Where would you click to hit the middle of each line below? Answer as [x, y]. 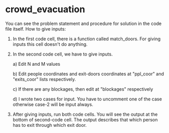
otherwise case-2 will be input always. [53, 104]
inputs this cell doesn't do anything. [50, 44]
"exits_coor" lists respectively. [44, 79]
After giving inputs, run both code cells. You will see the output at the [85, 114]
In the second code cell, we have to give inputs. [63, 54]
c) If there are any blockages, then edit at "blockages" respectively [83, 89]
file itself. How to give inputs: [36, 29]
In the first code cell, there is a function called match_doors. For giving [87, 39]
